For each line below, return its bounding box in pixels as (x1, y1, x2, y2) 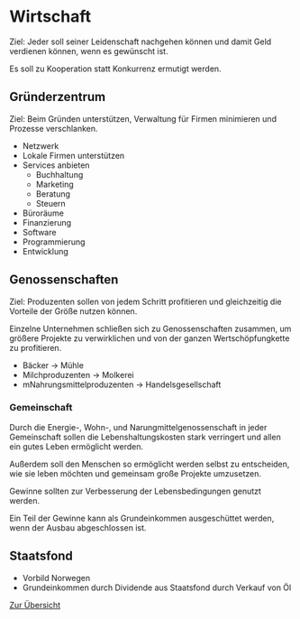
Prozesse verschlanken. (9, 123, 98, 134)
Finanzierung (22, 217, 72, 227)
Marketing (35, 179, 74, 189)
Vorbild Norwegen (22, 572, 91, 583)
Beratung (35, 188, 70, 199)
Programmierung (22, 236, 86, 247)
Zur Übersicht (9, 599, 61, 610)
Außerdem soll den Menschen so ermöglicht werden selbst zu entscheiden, (9, 458, 290, 469)
